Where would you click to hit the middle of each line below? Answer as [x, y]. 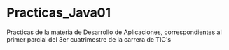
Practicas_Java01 [59, 13]
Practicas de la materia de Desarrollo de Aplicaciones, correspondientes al [114, 32]
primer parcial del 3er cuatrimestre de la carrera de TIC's [89, 39]
